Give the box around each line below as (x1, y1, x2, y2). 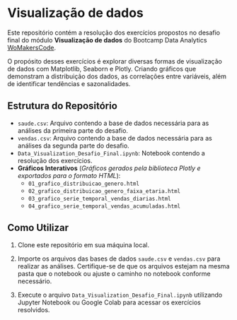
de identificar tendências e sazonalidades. (7, 79, 131, 88)
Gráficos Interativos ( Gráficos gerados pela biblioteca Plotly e (17, 164, 201, 172)
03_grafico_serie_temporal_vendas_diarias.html (28, 195, 171, 202)
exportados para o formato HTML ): (17, 171, 121, 179)
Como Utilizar (7, 222, 69, 234)
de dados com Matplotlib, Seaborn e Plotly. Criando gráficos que (7, 64, 197, 73)
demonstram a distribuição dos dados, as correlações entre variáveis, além (7, 72, 226, 81)
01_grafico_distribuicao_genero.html (28, 180, 140, 187)
